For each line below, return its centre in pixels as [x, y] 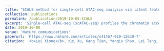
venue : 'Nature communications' [38, 32]
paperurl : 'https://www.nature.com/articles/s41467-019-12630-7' [73, 37]
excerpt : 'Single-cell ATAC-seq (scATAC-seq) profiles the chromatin [77, 23]
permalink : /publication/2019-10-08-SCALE [49, 18]
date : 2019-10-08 [23, 28]
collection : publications [31, 14]
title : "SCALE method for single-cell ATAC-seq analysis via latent [76, 9]
